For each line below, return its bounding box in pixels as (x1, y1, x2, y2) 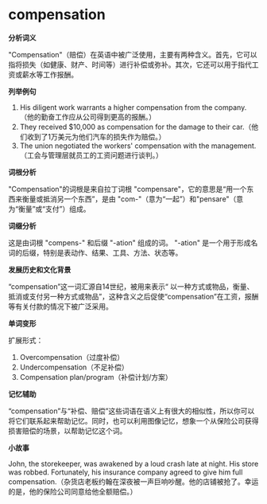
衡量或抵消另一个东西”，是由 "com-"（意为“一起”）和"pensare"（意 (21, 193, 244, 204)
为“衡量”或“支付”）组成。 (8, 204, 91, 213)
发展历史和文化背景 (8, 264, 72, 274)
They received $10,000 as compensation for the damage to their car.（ (19, 122, 252, 131)
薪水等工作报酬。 (21, 69, 78, 79)
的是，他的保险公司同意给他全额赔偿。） (8, 486, 137, 496)
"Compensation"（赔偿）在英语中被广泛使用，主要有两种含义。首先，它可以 (8, 49, 257, 59)
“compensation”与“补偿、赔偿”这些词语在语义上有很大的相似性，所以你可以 (8, 406, 255, 416)
